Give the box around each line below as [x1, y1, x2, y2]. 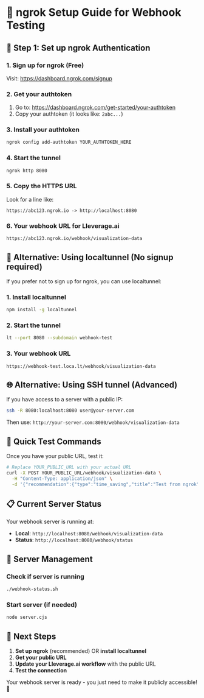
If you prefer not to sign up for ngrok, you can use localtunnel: [6, 277, 162, 285]
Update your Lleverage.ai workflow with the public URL [15, 660, 157, 668]
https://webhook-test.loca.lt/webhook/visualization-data [6, 363, 156, 369]
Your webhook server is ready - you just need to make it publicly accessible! [6, 679, 197, 686]
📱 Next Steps [6, 631, 56, 641]
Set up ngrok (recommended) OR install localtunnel [15, 647, 147, 654]
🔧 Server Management [6, 554, 93, 564]
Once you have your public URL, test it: [6, 453, 104, 460]
